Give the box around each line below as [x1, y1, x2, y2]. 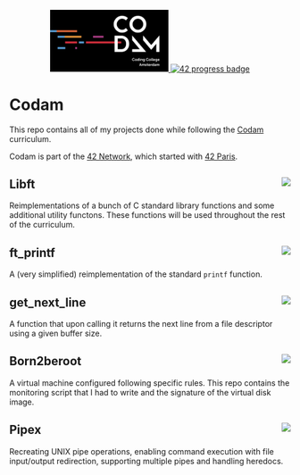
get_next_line [9, 295, 87, 310]
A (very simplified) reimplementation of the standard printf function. [9, 269, 263, 279]
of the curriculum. [9, 220, 76, 230]
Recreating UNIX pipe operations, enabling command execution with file [9, 446, 274, 456]
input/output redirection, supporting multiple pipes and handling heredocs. [9, 455, 284, 466]
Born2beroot [9, 354, 82, 369]
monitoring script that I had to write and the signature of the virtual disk [9, 387, 271, 397]
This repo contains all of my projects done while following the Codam [9, 124, 264, 135]
